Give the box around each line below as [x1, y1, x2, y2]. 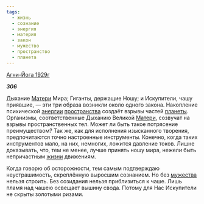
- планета [12, 54, 37, 60]
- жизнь [12, 15, 32, 21]
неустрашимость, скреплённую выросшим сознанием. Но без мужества [6, 171, 197, 178]
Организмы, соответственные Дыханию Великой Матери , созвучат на [6, 114, 190, 121]
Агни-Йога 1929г [6, 71, 50, 78]
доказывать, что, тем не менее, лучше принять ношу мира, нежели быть [6, 146, 197, 153]
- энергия [12, 26, 37, 32]
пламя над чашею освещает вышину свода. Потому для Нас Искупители [6, 184, 197, 191]
